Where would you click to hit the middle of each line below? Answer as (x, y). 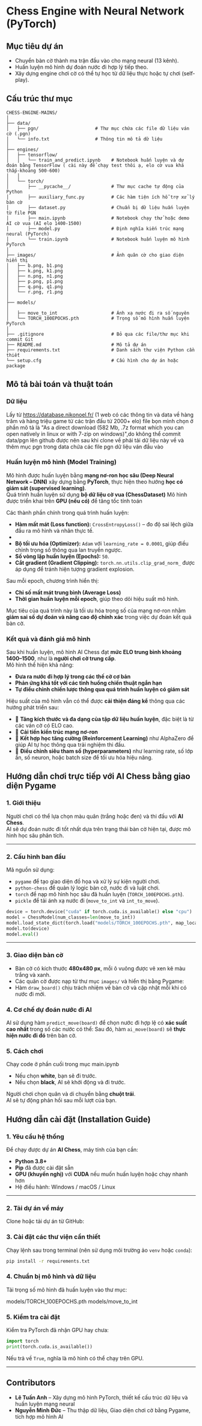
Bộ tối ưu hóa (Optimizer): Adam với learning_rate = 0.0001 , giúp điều (102, 543)
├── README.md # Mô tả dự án (76, 345)
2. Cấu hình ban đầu (36, 856)
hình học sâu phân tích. (35, 835)
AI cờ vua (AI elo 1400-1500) (44, 223)
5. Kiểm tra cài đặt (33, 1317)
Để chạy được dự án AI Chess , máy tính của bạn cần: (72, 1150)
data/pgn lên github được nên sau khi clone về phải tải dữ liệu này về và (95, 440)
